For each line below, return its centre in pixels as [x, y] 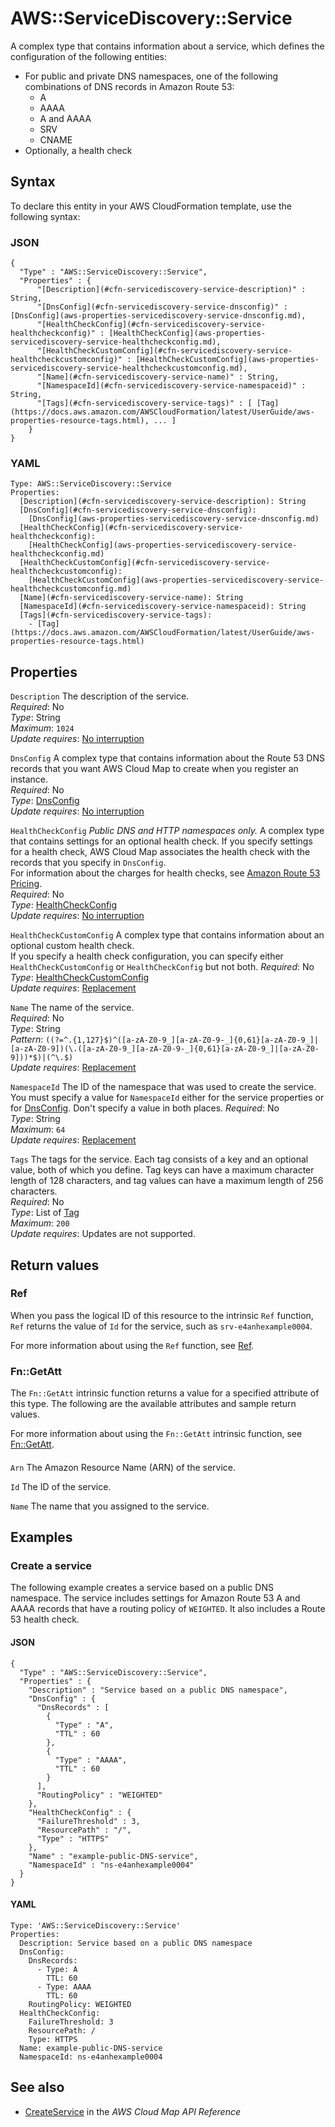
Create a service [51, 1566]
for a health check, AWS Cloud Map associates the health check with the [160, 852]
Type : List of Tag [45, 1213]
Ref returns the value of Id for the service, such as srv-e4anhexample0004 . [161, 1326]
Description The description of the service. [100, 696]
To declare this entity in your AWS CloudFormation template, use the [151, 206]
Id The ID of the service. [61, 1486]
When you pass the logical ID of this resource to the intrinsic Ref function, [162, 1315]
